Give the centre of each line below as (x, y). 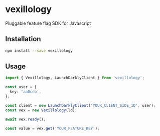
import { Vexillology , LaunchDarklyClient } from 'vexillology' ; (75, 78)
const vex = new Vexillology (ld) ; (41, 110)
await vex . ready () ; (26, 119)
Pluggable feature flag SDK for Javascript (48, 23)
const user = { (21, 87)
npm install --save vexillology (39, 51)
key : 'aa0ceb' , (26, 92)
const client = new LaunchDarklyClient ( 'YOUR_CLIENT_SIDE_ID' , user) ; (81, 105)
